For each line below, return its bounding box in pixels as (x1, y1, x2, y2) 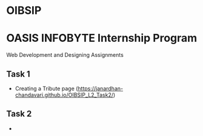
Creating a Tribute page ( (15, 85, 78, 92)
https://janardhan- (78, 85, 123, 92)
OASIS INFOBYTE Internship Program (6, 31, 198, 45)
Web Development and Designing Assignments (6, 51, 124, 59)
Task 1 (6, 69, 30, 79)
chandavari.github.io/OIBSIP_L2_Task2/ (15, 91, 114, 99)
